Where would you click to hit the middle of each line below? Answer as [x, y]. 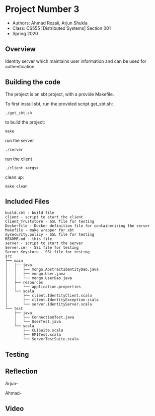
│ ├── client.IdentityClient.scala [49, 296]
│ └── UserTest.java [38, 322]
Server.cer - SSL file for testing [42, 248]
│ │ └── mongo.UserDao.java [39, 278]
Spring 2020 [25, 33]
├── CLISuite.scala [43, 330]
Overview [21, 49]
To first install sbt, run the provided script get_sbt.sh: [59, 104]
